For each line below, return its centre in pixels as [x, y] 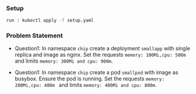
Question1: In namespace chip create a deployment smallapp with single [102, 48]
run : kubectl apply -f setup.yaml [50, 21]
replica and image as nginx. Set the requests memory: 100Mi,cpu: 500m [100, 55]
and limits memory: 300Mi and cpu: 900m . [64, 61]
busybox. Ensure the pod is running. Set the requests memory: [89, 79]
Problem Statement [35, 35]
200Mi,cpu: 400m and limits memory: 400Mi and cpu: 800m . [86, 85]
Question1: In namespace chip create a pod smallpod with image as [97, 73]
